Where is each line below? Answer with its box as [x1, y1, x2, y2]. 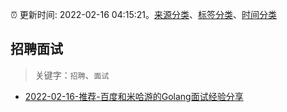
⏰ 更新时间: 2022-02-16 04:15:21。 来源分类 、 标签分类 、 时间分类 [10, 9, 278, 20]
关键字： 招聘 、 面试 [34, 69, 110, 81]
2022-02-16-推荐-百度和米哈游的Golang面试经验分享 [24, 90, 244, 102]
